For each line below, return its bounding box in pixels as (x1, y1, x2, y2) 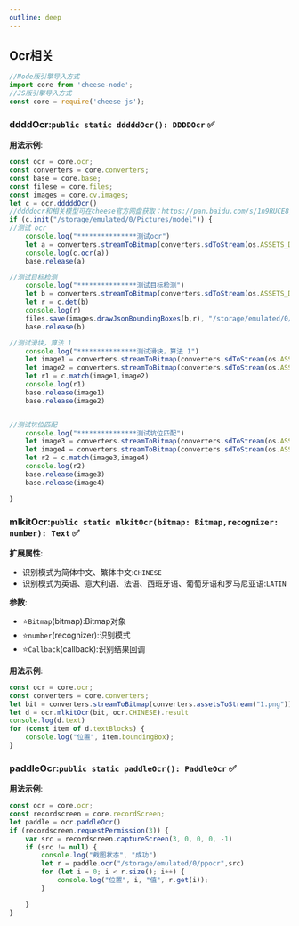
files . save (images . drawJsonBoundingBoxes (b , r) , (25, 313, 205, 323)
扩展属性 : (9, 548, 44, 558)
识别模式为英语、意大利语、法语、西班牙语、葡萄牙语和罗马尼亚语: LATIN (21, 578, 287, 589)
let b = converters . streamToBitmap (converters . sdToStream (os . (25, 289, 261, 298)
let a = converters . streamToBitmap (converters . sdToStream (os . (25, 240, 261, 249)
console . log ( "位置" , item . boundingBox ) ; (25, 733, 174, 742)
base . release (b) (25, 322, 86, 331)
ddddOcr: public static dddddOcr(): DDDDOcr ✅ (9, 118, 215, 130)
